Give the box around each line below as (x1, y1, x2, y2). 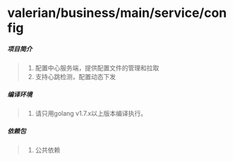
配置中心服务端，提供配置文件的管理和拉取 (35, 64, 160, 72)
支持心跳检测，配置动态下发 (35, 73, 116, 81)
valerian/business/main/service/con (7, 5, 227, 21)
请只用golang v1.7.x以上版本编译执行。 (35, 109, 147, 118)
